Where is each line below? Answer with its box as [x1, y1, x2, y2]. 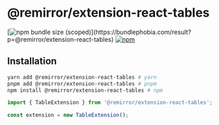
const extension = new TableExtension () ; [7, 112, 129, 119]
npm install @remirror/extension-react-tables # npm [7, 87, 163, 94]
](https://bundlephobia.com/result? [91, 28, 192, 36]
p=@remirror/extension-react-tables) [7, 35, 114, 43]
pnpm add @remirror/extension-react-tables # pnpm [7, 80, 157, 87]
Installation [7, 56, 57, 67]
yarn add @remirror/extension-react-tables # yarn [7, 74, 157, 81]
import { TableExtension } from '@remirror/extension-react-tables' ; [7, 99, 213, 106]
